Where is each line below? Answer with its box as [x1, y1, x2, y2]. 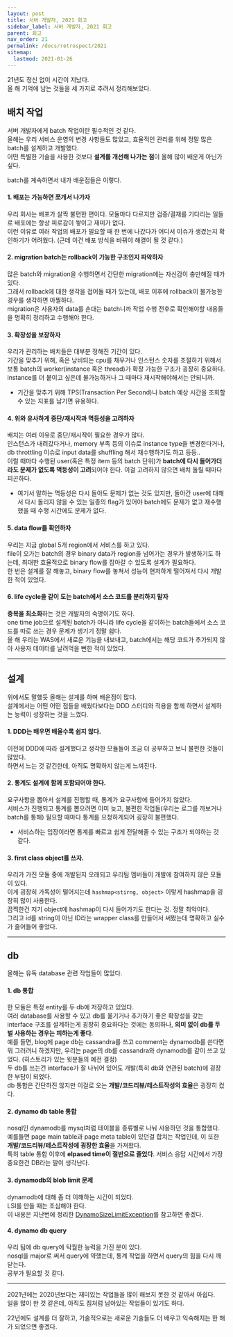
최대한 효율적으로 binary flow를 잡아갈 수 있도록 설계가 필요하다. [21, 558, 196, 566]
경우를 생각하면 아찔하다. [7, 296, 74, 304]
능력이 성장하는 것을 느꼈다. [14, 710, 89, 719]
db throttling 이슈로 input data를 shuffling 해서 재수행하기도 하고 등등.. [7, 448, 201, 456]
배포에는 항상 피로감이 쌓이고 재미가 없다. [14, 218, 126, 227]
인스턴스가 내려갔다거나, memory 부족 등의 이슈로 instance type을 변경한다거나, [7, 440, 225, 448]
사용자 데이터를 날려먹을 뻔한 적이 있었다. [14, 644, 126, 653]
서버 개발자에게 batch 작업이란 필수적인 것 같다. [7, 126, 137, 134]
